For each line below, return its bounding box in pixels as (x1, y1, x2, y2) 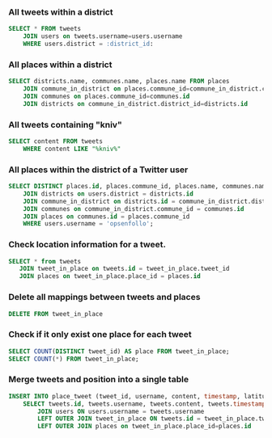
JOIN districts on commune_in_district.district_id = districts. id (23, 99, 249, 107)
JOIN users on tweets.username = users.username (23, 32, 183, 40)
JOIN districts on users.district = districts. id (23, 189, 194, 198)
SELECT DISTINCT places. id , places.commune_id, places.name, (8, 183, 219, 191)
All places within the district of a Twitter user (8, 164, 189, 175)
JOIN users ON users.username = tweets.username (37, 407, 205, 415)
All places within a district (8, 59, 113, 70)
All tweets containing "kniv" (8, 119, 123, 130)
